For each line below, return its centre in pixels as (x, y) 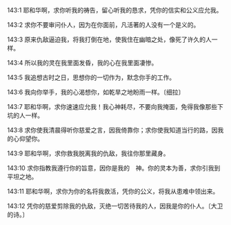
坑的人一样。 (25, 115)
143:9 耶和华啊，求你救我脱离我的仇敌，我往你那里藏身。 (89, 153)
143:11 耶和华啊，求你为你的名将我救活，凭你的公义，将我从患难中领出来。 (113, 191)
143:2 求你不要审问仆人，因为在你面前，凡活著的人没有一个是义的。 (103, 25)
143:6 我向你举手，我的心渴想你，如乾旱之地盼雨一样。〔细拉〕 (96, 92)
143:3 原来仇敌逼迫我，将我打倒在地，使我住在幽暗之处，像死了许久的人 (110, 39)
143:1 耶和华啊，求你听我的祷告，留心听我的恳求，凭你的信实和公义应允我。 (115, 10)
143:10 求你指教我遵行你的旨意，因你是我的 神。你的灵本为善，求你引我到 (114, 168)
